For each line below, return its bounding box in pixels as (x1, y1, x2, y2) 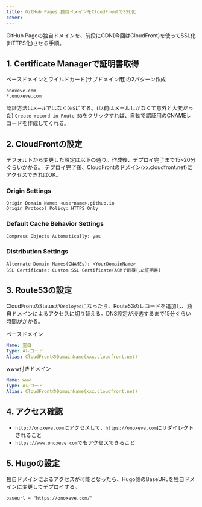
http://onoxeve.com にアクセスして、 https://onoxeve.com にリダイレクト (14, 424, 194, 431)
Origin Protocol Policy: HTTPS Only (6, 206, 98, 212)
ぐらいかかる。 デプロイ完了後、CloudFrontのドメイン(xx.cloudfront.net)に (6, 164, 193, 171)
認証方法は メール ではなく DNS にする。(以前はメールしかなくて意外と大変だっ (6, 104, 194, 112)
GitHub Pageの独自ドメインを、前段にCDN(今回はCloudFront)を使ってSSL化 (6, 31, 196, 39)
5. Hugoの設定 (6, 458, 60, 468)
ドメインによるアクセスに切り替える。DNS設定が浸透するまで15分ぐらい (11, 310, 192, 317)
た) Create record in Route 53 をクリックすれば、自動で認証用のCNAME (6, 112, 187, 120)
